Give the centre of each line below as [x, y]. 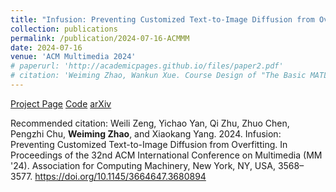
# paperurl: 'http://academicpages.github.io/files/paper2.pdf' [147, 66]
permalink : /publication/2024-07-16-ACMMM [100, 38]
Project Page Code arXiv [61, 103]
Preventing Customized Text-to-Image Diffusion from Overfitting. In [149, 144]
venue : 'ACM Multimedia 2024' [73, 57]
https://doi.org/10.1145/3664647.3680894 [120, 176]
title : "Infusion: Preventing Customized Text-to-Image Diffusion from [162, 19]
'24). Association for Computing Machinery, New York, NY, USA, [143, 165]
